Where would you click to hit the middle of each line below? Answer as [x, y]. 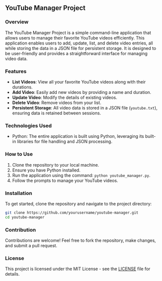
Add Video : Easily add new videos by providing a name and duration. [81, 92]
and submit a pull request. [31, 245]
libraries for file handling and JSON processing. [65, 142]
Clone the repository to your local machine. [55, 165]
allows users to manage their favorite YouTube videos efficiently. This [75, 38]
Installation [19, 193]
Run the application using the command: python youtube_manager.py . [81, 175]
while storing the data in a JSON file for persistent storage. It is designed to [81, 48]
